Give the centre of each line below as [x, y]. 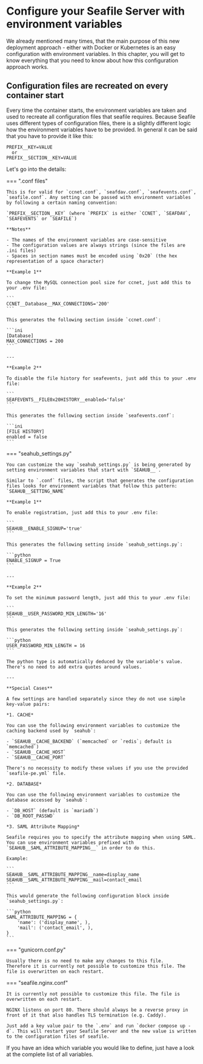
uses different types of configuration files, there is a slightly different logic [99, 123]
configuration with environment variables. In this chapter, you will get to [95, 54]
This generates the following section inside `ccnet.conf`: [84, 320]
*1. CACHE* [20, 715]
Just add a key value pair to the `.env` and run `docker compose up [96, 1026]
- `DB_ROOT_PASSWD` [31, 816]
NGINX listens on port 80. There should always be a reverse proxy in [97, 1010]
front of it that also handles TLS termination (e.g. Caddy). [86, 1015]
